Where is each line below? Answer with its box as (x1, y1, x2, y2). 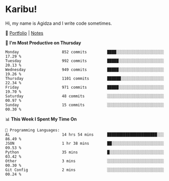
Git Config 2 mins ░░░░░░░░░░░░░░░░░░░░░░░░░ (5, 167, 164, 172)
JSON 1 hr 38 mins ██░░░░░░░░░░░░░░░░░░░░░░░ (5, 141, 164, 146)
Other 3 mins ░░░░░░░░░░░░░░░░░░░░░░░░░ (5, 158, 164, 163)
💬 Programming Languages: (5, 128, 60, 133)
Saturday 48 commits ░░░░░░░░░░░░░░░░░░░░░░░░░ (5, 93, 164, 99)
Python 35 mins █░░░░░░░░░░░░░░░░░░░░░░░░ (5, 150, 164, 155)
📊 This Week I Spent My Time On (5, 116, 77, 122)
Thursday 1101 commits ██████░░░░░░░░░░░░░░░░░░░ (5, 76, 164, 81)
